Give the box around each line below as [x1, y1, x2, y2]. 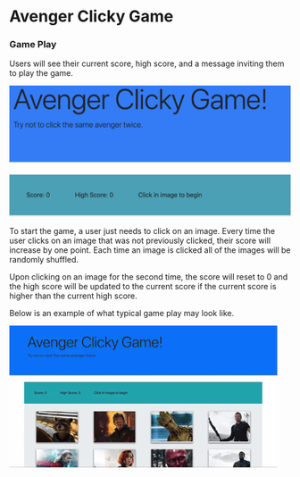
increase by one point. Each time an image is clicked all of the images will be [9, 244, 291, 255]
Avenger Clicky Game [9, 6, 174, 27]
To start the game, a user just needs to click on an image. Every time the [9, 225, 275, 236]
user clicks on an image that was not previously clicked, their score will [9, 235, 271, 246]
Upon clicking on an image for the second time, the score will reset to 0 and [9, 271, 288, 282]
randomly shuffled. [9, 254, 79, 264]
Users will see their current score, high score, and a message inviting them [9, 58, 285, 69]
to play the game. [9, 68, 74, 79]
